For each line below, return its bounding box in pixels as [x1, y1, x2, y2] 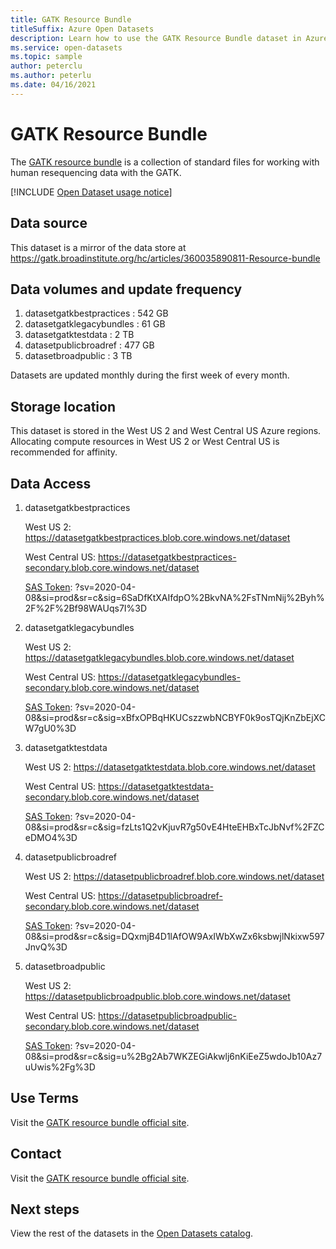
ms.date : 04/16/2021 [10, 80, 97, 90]
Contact [10, 1146, 62, 1163]
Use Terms [10, 1090, 80, 1107]
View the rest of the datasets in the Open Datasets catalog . [10, 1227, 254, 1240]
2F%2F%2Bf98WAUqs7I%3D [24, 602, 148, 614]
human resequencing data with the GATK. [10, 166, 182, 178]
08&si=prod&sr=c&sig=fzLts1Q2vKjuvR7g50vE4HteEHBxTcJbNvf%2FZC [24, 821, 325, 833]
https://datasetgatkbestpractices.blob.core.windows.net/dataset [24, 531, 291, 543]
